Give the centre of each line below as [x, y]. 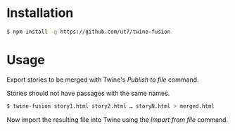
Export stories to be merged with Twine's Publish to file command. [103, 80]
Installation [40, 13]
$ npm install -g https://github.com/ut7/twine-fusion [89, 32]
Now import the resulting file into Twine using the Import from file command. [118, 119]
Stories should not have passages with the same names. [88, 93]
